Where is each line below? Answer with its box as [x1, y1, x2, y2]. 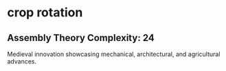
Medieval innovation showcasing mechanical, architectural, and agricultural [7, 50, 221, 58]
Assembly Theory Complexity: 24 [7, 32, 155, 44]
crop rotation [7, 5, 83, 20]
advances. [7, 57, 37, 66]
